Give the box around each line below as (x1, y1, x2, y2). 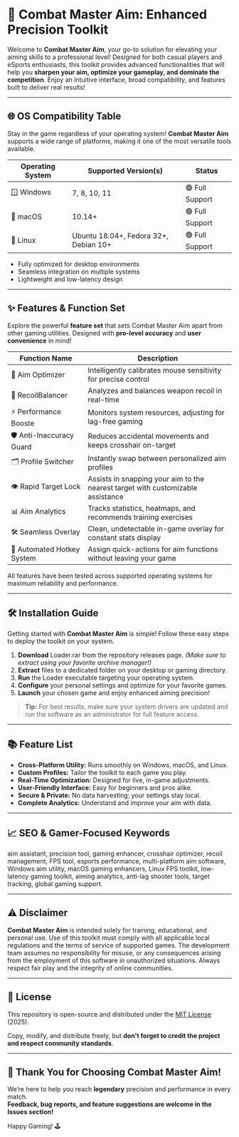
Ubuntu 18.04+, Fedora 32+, (72, 231, 169, 241)
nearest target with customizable (87, 482, 198, 492)
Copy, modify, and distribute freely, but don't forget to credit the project (7, 1031, 221, 1039)
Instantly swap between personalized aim (87, 453, 226, 463)
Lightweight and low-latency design (17, 274, 123, 284)
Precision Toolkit (7, 21, 109, 38)
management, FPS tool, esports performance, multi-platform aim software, (7, 857, 226, 865)
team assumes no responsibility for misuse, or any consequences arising (7, 948, 221, 957)
